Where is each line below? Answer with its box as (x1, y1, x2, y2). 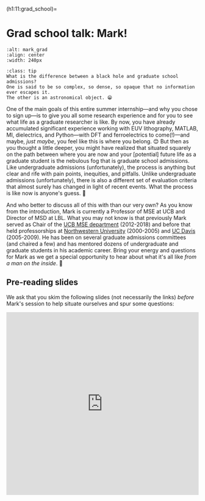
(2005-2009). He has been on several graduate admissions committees (6, 233, 186, 241)
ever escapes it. (6, 89, 51, 95)
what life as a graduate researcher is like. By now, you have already (6, 118, 176, 126)
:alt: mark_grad (6, 46, 48, 52)
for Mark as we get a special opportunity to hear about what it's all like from (6, 253, 197, 260)
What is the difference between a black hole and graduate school (6, 73, 179, 79)
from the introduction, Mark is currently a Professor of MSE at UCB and (6, 207, 185, 215)
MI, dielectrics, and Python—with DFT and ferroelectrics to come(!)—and (6, 131, 190, 138)
